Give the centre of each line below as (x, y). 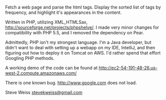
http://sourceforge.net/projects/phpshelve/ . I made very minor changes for (82, 27)
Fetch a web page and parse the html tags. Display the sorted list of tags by (83, 7)
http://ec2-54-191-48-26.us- (128, 68)
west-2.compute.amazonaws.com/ (41, 73)
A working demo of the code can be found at (51, 68)
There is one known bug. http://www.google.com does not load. (71, 83)
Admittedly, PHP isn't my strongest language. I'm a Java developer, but (78, 42)
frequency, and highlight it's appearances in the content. (63, 12)
